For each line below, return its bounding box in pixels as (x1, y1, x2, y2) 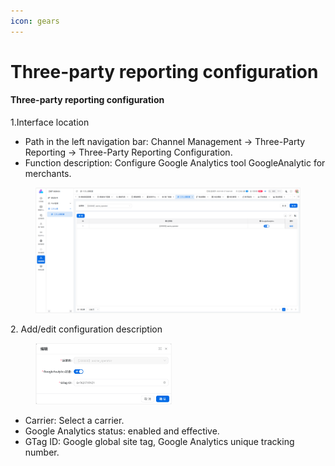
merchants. (24, 168, 72, 180)
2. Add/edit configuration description (10, 323, 163, 335)
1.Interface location (10, 116, 90, 129)
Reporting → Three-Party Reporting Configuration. (24, 146, 233, 159)
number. (24, 446, 60, 458)
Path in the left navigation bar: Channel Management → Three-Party (24, 136, 306, 148)
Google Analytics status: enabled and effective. (24, 425, 220, 437)
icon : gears (10, 16, 60, 26)
